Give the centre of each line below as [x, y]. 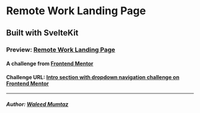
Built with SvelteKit [42, 33]
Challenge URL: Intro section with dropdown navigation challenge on [93, 77]
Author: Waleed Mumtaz [37, 104]
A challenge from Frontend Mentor [50, 64]
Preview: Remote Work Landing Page [61, 50]
